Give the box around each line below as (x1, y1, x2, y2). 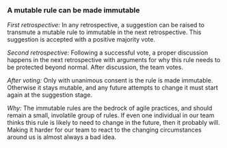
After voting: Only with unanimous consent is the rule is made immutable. (7, 76, 213, 85)
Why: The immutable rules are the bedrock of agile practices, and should (7, 104, 213, 113)
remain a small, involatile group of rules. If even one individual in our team (7, 111, 215, 119)
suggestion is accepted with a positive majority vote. (7, 35, 156, 44)
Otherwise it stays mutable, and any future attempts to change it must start (7, 84, 219, 92)
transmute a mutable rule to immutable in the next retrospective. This (7, 28, 202, 36)
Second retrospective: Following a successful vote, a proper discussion (7, 48, 209, 57)
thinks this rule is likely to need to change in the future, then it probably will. (7, 119, 220, 127)
